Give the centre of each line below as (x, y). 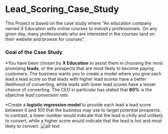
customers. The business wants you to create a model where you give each (83, 74)
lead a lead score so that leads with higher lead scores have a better (76, 79)
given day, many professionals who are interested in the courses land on (80, 34)
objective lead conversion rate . (37, 95)
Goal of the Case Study (34, 52)
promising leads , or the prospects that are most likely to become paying (79, 68)
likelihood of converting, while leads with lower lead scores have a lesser (81, 84)
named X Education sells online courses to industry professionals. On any (81, 28)
